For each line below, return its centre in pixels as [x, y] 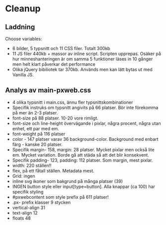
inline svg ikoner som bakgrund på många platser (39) [67, 181]
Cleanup [23, 9]
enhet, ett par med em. [36, 128]
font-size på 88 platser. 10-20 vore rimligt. [55, 118]
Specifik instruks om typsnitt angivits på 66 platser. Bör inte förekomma [85, 108]
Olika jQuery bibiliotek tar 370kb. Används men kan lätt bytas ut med [82, 69]
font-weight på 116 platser [39, 134]
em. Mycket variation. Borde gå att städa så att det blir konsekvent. [81, 155]
